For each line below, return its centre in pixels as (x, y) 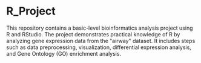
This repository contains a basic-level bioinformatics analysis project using (100, 28)
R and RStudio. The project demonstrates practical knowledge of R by (93, 34)
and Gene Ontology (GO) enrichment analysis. (64, 53)
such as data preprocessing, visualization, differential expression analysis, (99, 47)
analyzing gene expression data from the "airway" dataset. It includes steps (101, 41)
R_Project (31, 11)
